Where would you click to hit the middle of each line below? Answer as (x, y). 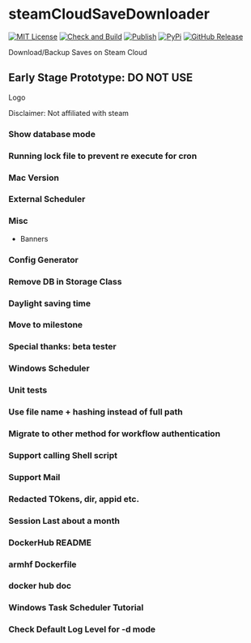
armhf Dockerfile (43, 564)
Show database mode (52, 134)
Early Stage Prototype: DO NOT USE (100, 78)
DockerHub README (50, 542)
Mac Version (34, 178)
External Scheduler (47, 199)
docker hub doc (40, 586)
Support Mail (34, 477)
